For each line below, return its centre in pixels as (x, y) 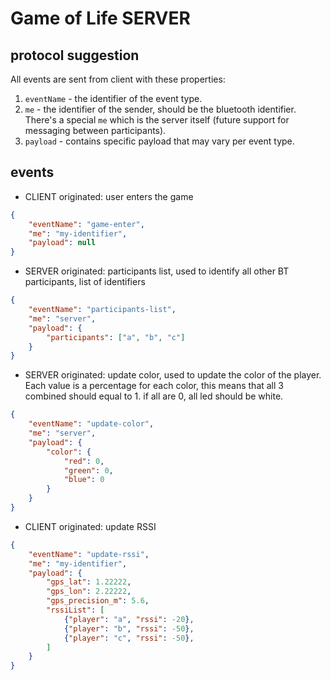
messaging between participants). (95, 130)
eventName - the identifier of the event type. (113, 98)
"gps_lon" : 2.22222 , (89, 592)
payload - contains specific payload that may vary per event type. (159, 141)
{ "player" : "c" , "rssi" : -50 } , (129, 638)
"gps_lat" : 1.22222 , (89, 582)
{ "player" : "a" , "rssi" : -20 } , (129, 619)
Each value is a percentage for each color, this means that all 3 (154, 386)
